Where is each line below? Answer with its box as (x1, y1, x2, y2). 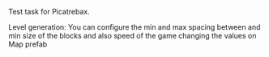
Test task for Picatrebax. (8, 7, 91, 16)
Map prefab (8, 39, 48, 49)
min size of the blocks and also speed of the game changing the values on (8, 31, 257, 40)
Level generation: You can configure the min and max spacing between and (8, 22, 261, 31)
